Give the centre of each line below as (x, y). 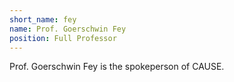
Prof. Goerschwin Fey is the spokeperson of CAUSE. (117, 67)
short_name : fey (43, 19)
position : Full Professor (63, 38)
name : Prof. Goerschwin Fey (68, 29)
